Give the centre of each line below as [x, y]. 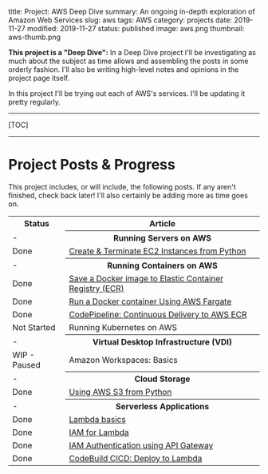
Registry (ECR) [97, 289]
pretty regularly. [35, 102]
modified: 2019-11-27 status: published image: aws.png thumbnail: [136, 28]
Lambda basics [97, 419]
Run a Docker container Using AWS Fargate [150, 301]
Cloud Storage [162, 379]
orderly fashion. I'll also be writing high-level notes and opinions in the [124, 70]
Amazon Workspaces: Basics [123, 360]
